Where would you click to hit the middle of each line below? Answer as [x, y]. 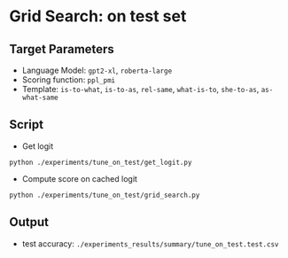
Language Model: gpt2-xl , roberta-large [97, 70]
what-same [40, 98]
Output [29, 222]
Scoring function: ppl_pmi [69, 80]
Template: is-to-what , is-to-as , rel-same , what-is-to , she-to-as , [140, 89]
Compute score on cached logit [79, 178]
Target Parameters [62, 49]
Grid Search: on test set [98, 16]
